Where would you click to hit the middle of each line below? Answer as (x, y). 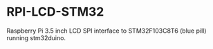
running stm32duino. (36, 37)
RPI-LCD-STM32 (55, 12)
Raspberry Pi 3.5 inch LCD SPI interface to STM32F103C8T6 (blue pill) (106, 31)
